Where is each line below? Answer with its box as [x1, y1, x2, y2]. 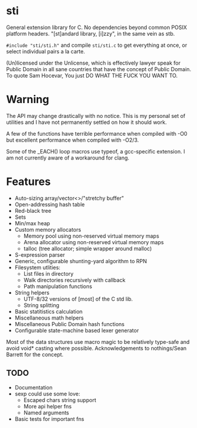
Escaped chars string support [23, 396, 97, 404]
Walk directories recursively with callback [23, 276, 126, 283]
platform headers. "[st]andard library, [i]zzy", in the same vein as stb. [6, 30, 175, 37]
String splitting [23, 301, 59, 309]
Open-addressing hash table [14, 200, 85, 208]
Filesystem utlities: [14, 264, 61, 271]
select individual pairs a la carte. [6, 47, 85, 55]
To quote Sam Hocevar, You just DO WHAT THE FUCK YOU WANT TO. [6, 72, 178, 79]
